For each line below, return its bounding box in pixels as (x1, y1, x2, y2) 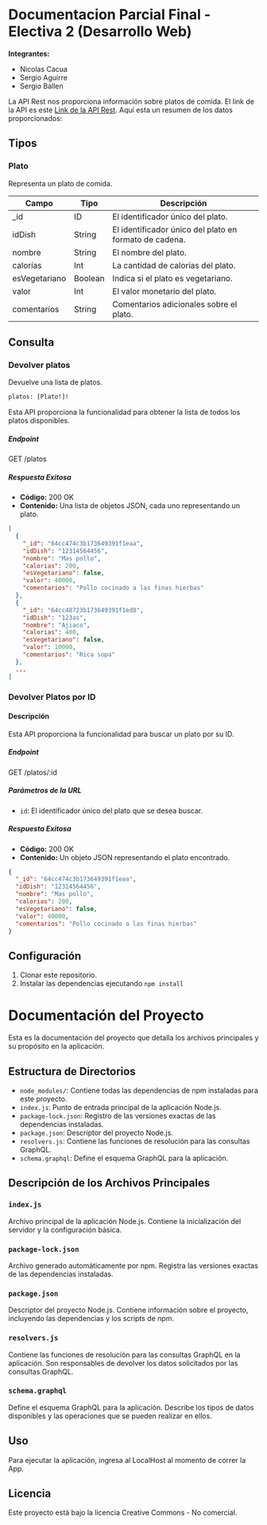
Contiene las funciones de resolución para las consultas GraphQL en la (8, 1350, 241, 1359)
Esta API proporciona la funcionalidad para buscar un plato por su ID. (8, 729, 234, 738)
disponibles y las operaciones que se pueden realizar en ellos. (8, 1411, 212, 1421)
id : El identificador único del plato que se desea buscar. (19, 806, 203, 815)
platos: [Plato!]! (8, 393, 69, 401)
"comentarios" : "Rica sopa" (22, 651, 115, 659)
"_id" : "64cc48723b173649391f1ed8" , (22, 606, 145, 614)
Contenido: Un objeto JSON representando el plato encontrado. (19, 852, 230, 862)
